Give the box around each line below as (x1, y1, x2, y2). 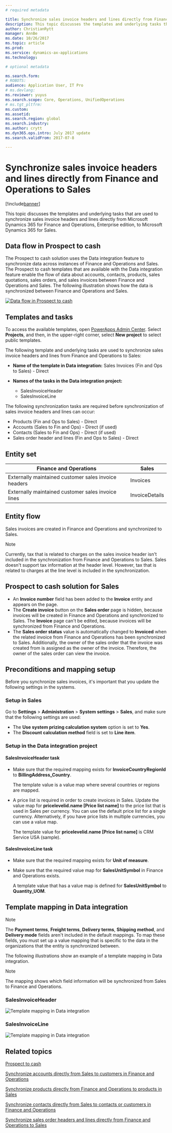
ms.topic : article (5, 40, 45, 46)
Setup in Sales (5, 697, 42, 704)
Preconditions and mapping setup (5, 665, 116, 674)
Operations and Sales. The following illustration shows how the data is (5, 282, 154, 289)
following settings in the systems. (5, 684, 76, 690)
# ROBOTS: (5, 78, 27, 84)
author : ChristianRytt (5, 26, 54, 31)
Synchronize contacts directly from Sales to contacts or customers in (5, 1101, 152, 1107)
